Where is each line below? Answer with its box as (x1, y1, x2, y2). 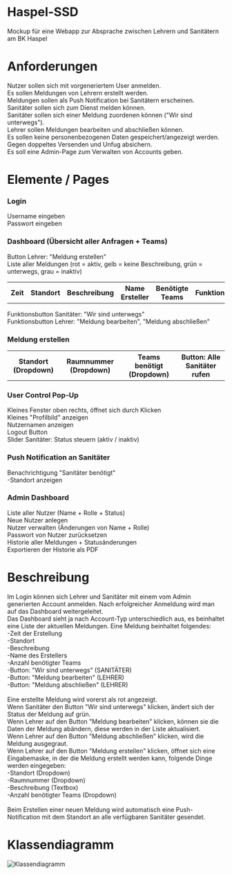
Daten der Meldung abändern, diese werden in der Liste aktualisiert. (7, 724, 201, 733)
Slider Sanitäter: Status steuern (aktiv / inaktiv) (7, 435, 139, 444)
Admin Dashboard (7, 493, 69, 502)
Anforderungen (7, 59, 98, 75)
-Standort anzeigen (7, 476, 63, 484)
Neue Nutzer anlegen (7, 516, 68, 524)
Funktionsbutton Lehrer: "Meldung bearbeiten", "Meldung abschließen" (7, 317, 211, 326)
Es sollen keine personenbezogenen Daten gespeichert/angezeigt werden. (7, 133, 220, 141)
